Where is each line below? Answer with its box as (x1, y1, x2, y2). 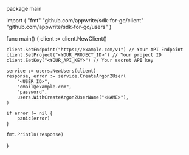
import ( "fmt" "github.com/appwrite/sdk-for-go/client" (6, 17, 144, 24)
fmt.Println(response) (6, 131, 64, 137)
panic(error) (17, 116, 50, 122)
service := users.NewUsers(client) (6, 68, 97, 74)
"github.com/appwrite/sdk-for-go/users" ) (6, 24, 112, 30)
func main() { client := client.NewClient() (6, 35, 108, 42)
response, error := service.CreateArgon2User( (6, 73, 126, 79)
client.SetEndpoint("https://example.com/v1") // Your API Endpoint (6, 47, 184, 53)
